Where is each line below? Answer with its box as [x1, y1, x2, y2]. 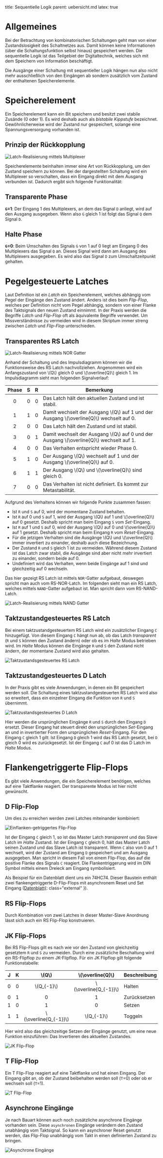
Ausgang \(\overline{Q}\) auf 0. [43, 459, 114, 466]
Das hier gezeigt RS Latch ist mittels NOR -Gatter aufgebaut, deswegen [5, 575, 144, 581]
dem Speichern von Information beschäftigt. [5, 58, 93, 64]
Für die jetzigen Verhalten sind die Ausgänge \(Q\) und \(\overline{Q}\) [12, 535, 153, 541]
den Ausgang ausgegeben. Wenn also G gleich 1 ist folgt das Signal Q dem [5, 211, 152, 216]
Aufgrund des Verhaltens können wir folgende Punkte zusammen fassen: [5, 499, 151, 505]
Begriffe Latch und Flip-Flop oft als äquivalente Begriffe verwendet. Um [5, 313, 148, 318]
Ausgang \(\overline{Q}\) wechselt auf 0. [43, 415, 136, 422]
